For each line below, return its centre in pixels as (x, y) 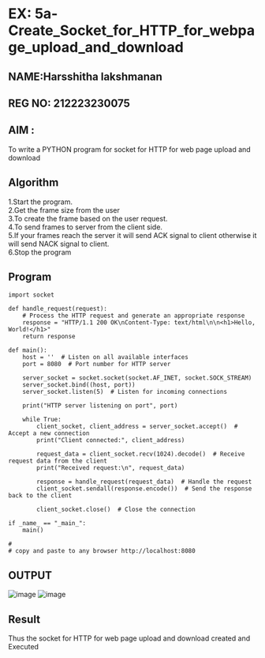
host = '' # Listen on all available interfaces (106, 357)
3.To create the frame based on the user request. (88, 218)
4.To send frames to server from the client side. (86, 227)
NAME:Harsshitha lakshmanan (86, 76)
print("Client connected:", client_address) (111, 441)
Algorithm (34, 183)
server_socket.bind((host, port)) (79, 385)
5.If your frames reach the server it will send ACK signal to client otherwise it (132, 235)
